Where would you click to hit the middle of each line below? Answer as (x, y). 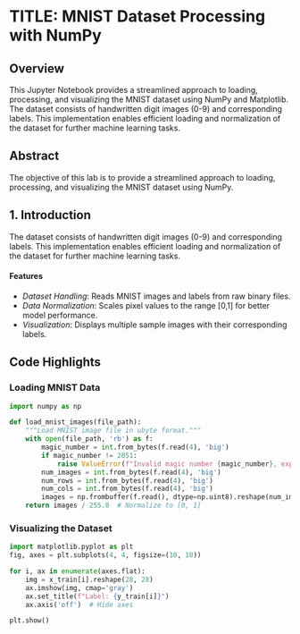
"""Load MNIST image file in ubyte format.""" (113, 431)
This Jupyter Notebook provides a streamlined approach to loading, (134, 90)
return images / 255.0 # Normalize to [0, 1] (113, 506)
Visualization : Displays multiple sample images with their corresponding (154, 325)
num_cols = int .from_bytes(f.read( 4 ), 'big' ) (128, 489)
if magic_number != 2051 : (90, 455)
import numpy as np (46, 406)
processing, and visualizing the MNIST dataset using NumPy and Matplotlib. (149, 99)
